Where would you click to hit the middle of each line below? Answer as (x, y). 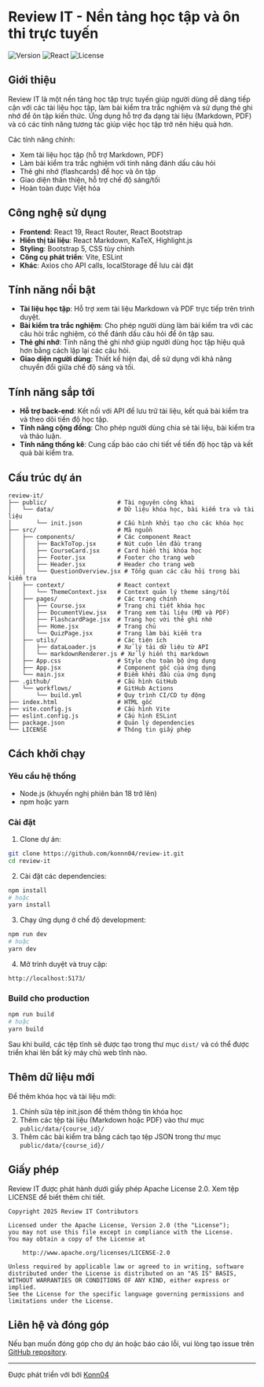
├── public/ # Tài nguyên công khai (101, 503)
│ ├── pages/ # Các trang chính (93, 599)
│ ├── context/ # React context (89, 585)
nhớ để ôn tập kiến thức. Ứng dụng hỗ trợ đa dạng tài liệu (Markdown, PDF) (130, 116)
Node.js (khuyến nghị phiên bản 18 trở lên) (88, 793)
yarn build (26, 1029)
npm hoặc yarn (44, 802)
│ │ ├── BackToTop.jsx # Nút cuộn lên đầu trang (105, 544)
